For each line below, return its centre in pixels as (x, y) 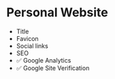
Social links (32, 46)
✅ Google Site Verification (53, 68)
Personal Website (57, 13)
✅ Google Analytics (44, 60)
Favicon (27, 38)
